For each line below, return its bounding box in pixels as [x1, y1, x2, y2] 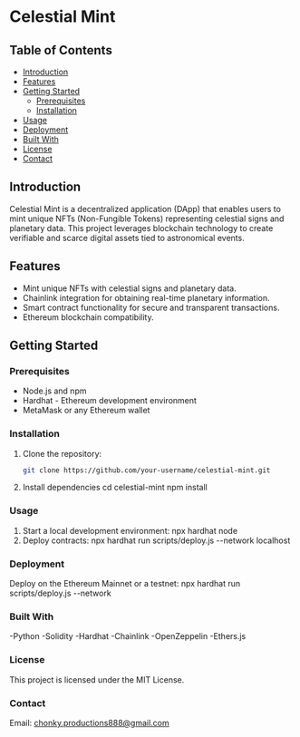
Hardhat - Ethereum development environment [22, 395, 198, 406]
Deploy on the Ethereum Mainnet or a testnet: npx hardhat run [9, 578, 241, 589]
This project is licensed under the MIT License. [9, 674, 185, 685]
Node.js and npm [22, 385, 87, 396]
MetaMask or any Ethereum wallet [22, 405, 150, 416]
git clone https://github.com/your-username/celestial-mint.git [22, 465, 271, 475]
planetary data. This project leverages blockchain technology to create [9, 222, 274, 233]
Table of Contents [9, 43, 113, 58]
